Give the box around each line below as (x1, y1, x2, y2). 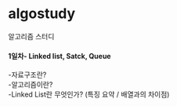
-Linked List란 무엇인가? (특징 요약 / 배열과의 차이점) (8, 90, 170, 99)
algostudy (8, 5, 76, 23)
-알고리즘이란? (8, 80, 53, 90)
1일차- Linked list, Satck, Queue (8, 51, 111, 60)
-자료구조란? (8, 70, 47, 79)
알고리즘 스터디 (8, 31, 55, 41)
